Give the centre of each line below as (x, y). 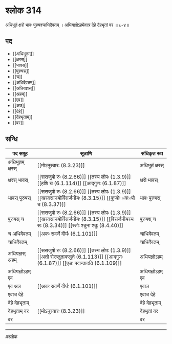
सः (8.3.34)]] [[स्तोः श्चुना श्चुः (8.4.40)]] (80, 225)
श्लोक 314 (24, 10)
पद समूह (20, 153)
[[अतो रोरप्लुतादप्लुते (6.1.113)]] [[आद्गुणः (80, 257)
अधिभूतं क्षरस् (152, 165)
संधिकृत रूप (152, 153)
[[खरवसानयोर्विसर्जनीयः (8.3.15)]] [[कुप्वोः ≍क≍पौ (86, 198)
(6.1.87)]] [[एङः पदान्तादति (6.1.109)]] (79, 263)
